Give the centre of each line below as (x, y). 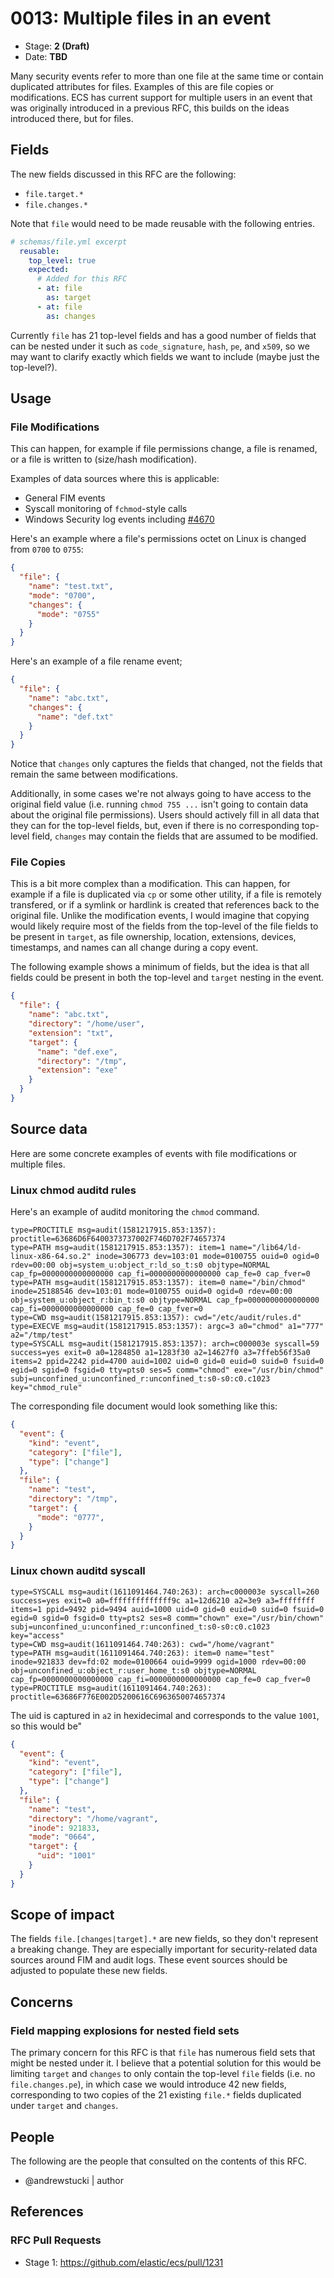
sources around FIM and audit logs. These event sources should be (149, 1960)
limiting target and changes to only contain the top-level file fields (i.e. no (163, 2074)
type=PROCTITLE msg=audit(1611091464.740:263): (111, 1688)
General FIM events (65, 498)
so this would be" (46, 1726)
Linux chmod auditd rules (73, 1190)
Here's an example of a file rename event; (96, 661)
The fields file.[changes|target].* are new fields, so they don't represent (164, 1939)
